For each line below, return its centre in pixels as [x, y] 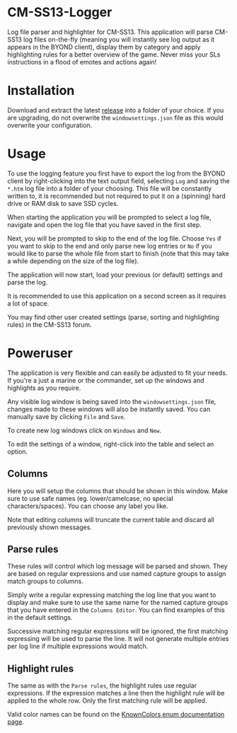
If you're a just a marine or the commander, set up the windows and [106, 380]
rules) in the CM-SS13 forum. [50, 324]
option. [18, 451]
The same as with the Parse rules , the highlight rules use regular [102, 686]
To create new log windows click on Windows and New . [84, 430]
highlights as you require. [44, 388]
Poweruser [40, 353]
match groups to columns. [45, 582]
